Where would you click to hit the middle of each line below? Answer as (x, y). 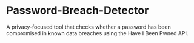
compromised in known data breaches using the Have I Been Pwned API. (97, 33)
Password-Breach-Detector (78, 10)
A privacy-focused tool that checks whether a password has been (89, 27)
